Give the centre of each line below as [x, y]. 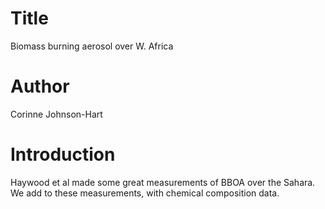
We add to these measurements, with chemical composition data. [145, 193]
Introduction [63, 154]
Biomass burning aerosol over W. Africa [92, 46]
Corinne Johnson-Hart [56, 114]
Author [40, 86]
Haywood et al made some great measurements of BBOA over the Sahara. [163, 182]
